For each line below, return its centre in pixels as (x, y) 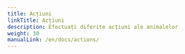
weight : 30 (23, 33)
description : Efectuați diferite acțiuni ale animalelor (93, 27)
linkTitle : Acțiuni (36, 20)
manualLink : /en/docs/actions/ (53, 40)
